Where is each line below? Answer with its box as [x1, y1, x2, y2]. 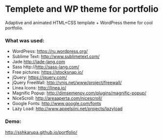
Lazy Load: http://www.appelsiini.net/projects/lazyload [12, 106, 123, 112]
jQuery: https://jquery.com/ [12, 75, 68, 81]
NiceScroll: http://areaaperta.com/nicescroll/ [12, 95, 103, 101]
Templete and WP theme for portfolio [5, 3, 159, 15]
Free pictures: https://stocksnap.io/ [12, 69, 83, 75]
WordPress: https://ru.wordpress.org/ [12, 48, 88, 55]
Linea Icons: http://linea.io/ [12, 85, 67, 91]
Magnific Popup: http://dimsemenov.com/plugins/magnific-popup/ [12, 90, 147, 96]
